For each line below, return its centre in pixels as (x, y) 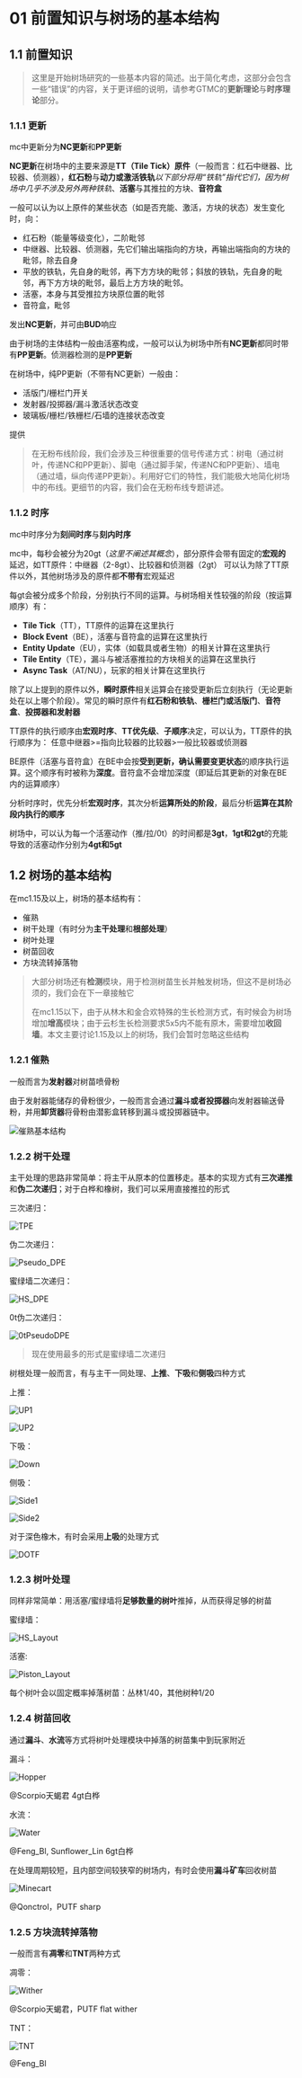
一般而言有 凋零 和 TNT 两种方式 (65, 1953)
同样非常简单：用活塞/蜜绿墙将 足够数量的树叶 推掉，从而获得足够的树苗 (141, 1601)
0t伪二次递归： (37, 1317)
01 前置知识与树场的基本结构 (115, 18)
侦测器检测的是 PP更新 (92, 355)
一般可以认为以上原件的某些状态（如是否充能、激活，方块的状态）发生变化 (147, 208)
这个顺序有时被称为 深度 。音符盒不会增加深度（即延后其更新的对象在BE (156, 772)
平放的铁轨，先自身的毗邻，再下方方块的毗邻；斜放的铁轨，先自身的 (148, 271)
